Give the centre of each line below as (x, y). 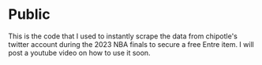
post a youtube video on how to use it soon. (80, 52)
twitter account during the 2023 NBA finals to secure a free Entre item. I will (131, 44)
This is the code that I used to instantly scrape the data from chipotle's (123, 36)
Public (29, 14)
